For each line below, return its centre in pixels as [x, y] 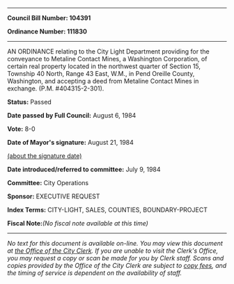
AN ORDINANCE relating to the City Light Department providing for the [109, 52]
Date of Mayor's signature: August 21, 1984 [71, 142]
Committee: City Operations [48, 183]
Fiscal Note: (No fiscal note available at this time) [78, 223]
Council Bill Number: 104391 [49, 18]
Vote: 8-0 [22, 129]
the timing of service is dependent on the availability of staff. [95, 273]
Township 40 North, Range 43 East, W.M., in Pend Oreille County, [101, 73]
